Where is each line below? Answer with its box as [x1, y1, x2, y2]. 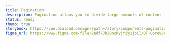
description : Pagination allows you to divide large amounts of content [5, 12, 162, 17]
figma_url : [5, 31, 28, 36]
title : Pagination [5, 7, 44, 13]
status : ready [5, 17, 35, 22]
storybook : [5, 26, 28, 31]
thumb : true [5, 21, 30, 27]
